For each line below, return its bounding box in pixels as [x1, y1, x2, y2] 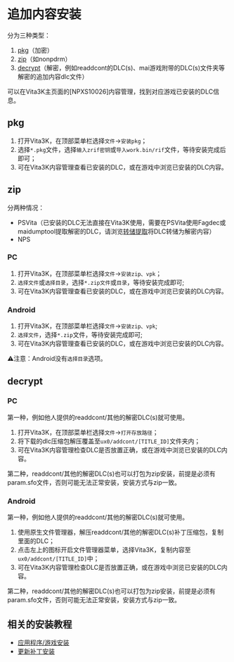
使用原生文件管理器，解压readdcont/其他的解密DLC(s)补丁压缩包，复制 [17, 528, 223, 537]
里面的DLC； [17, 537, 55, 545]
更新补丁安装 [17, 647, 55, 655]
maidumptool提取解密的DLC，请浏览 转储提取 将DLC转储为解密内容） [17, 227, 216, 236]
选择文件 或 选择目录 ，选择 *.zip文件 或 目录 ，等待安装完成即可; [17, 278, 185, 286]
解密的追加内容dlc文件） [17, 72, 89, 81]
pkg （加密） [17, 46, 54, 54]
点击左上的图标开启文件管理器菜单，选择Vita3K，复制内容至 [17, 546, 191, 554]
